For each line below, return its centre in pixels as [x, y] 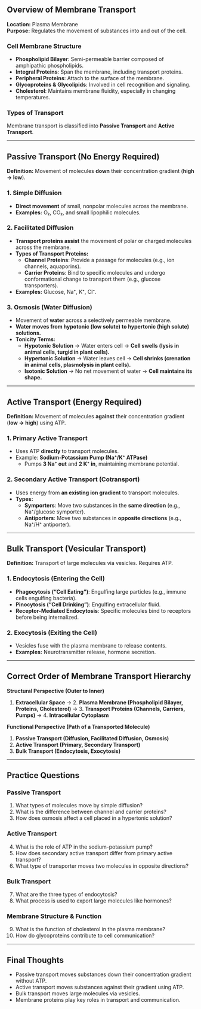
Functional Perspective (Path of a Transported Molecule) [78, 727]
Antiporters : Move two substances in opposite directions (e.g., [103, 518]
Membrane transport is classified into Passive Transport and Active [91, 126]
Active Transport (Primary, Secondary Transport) [78, 744]
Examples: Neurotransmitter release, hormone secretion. [86, 652]
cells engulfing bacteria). [46, 598]
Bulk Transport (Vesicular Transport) [77, 548]
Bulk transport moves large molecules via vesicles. [78, 993]
